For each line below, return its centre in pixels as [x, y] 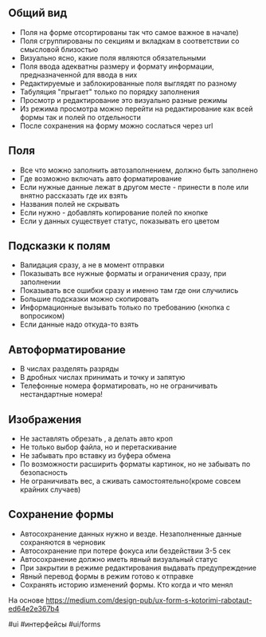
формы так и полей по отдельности [80, 117]
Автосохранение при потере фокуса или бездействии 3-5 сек [125, 551]
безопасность [43, 473]
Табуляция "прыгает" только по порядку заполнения [110, 92]
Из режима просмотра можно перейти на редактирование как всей [136, 109]
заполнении [40, 282]
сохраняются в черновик [63, 542]
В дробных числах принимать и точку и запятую [102, 378]
